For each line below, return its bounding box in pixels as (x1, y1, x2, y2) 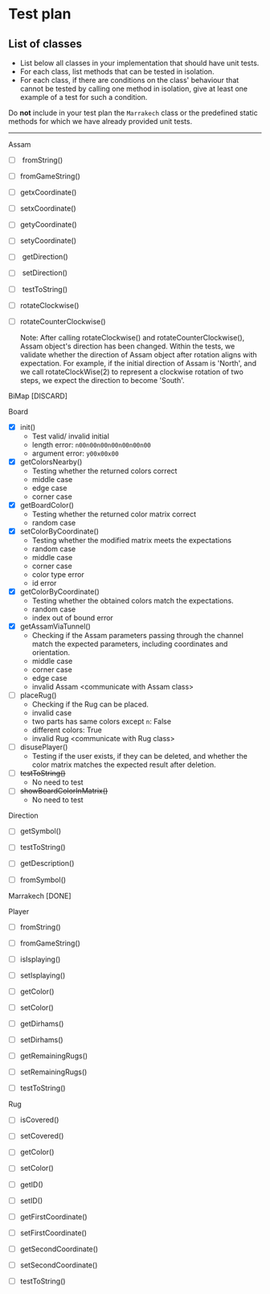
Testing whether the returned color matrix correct (31, 509, 197, 519)
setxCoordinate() (19, 204, 76, 213)
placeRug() (19, 690, 57, 700)
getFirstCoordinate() (19, 1212, 88, 1222)
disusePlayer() (19, 742, 68, 752)
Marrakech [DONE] (8, 891, 72, 900)
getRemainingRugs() (19, 1051, 88, 1061)
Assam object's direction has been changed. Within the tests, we (19, 341, 235, 351)
